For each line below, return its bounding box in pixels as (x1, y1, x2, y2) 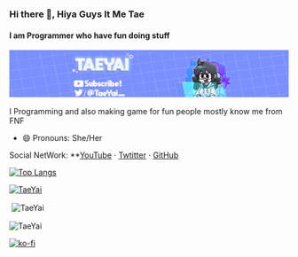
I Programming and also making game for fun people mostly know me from (9, 106, 283, 117)
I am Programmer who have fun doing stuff (9, 30, 170, 41)
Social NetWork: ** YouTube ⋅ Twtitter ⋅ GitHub (9, 150, 179, 160)
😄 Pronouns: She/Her (21, 133, 103, 144)
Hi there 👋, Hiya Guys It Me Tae (9, 8, 145, 20)
